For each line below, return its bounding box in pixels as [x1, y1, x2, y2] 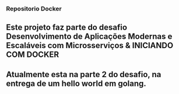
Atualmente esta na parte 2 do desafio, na [6, 69, 162, 79]
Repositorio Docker [6, 5, 62, 13]
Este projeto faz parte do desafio [6, 23, 127, 32]
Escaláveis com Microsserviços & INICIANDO [6, 41, 174, 50]
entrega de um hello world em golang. [6, 78, 147, 88]
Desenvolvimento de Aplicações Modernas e [6, 31, 173, 42]
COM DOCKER [6, 50, 59, 60]
